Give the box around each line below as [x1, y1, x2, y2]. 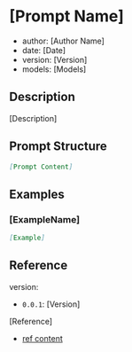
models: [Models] [21, 64, 87, 74]
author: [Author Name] [21, 35, 105, 46]
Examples [9, 186, 65, 201]
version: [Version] [21, 54, 88, 65]
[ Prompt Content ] [9, 162, 74, 171]
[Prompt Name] [9, 6, 124, 27]
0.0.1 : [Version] [21, 299, 81, 309]
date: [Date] [21, 44, 66, 55]
